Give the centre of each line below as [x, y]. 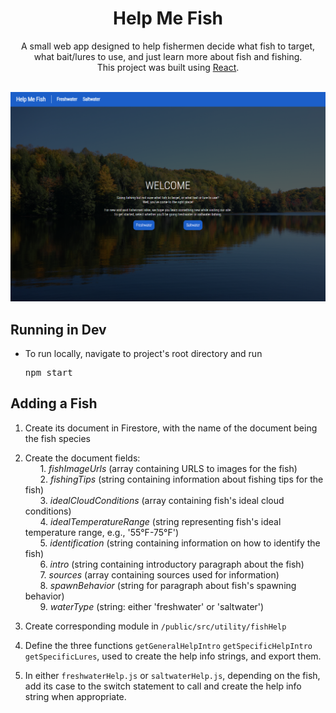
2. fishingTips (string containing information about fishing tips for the [181, 479]
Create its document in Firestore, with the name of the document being [171, 428]
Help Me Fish [168, 18]
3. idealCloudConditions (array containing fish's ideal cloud [162, 500]
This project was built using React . [168, 67]
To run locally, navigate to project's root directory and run [143, 353]
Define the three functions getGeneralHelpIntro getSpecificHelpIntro [168, 645]
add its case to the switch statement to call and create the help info [163, 686]
